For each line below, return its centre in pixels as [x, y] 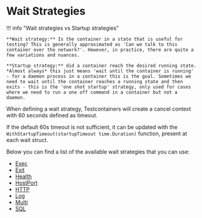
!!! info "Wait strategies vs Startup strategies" [63, 28]
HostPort [26, 183]
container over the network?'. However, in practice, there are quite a [100, 50]
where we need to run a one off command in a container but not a [92, 92]
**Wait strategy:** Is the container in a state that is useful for [95, 39]
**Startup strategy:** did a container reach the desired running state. [102, 66]
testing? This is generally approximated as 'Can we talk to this [92, 44]
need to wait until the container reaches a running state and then [95, 81]
